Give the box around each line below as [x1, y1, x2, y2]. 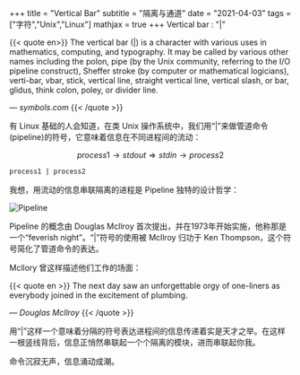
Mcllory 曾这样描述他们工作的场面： [9, 262, 141, 273]
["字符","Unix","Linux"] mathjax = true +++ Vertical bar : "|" [9, 19, 227, 30]
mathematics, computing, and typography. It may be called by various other [9, 47, 289, 57]
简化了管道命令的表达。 [16, 243, 104, 254]
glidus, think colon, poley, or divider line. [9, 84, 159, 95]
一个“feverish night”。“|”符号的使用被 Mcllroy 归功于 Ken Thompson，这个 [9, 231, 284, 242]
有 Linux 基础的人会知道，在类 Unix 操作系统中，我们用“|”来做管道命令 [9, 120, 269, 131]
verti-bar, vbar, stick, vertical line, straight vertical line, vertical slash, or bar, [9, 75, 289, 85]
